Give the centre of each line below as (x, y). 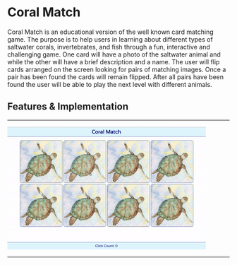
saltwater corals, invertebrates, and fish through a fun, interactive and (109, 47)
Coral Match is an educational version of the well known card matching (110, 32)
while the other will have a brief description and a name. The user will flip (114, 61)
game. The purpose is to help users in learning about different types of (110, 39)
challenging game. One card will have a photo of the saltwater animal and (114, 54)
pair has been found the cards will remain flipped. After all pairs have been (116, 77)
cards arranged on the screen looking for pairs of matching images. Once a (117, 69)
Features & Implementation (68, 107)
